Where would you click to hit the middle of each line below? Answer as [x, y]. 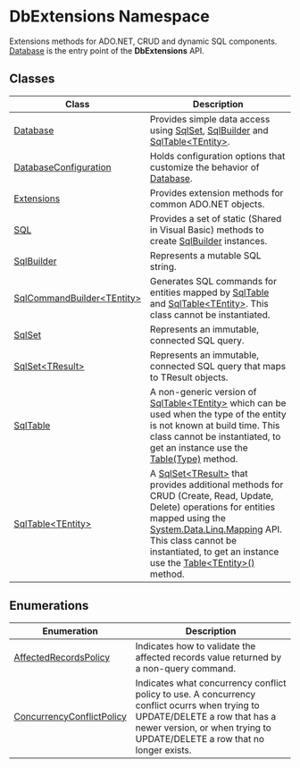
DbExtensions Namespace [109, 17]
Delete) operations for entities [212, 507]
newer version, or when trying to [204, 728]
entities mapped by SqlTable [210, 292]
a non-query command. [186, 668]
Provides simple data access [210, 119]
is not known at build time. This [215, 425]
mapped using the [188, 518]
